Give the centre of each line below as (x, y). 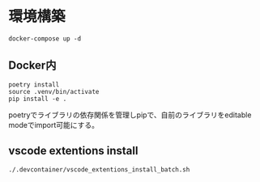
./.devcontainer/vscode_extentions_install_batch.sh (99, 169)
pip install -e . (38, 99)
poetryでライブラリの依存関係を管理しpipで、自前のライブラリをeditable (130, 115)
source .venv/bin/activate (54, 91)
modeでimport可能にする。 (54, 125)
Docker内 (32, 66)
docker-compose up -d (45, 38)
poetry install (34, 85)
